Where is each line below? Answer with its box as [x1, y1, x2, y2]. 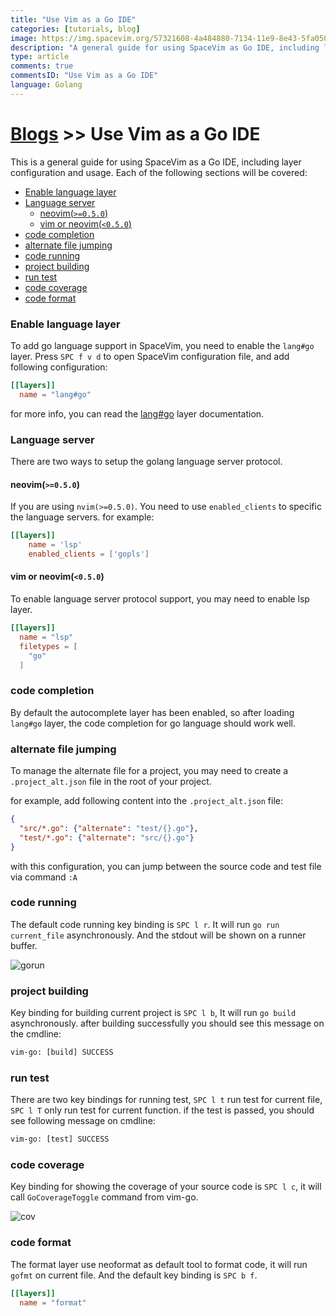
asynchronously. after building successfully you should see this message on [10, 1017, 325, 1030]
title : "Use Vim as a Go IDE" [10, 14, 137, 25]
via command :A [10, 871, 78, 883]
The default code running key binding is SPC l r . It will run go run [10, 918, 280, 930]
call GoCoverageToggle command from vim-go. [10, 1191, 199, 1203]
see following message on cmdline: [10, 1115, 156, 1127]
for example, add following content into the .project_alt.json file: [10, 795, 284, 807]
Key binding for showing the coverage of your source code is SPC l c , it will [10, 1181, 322, 1193]
